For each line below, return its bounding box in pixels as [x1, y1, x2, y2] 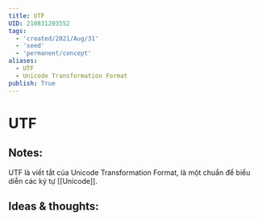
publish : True [8, 79, 56, 87]
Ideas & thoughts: [8, 199, 99, 213]
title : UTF [8, 11, 45, 20]
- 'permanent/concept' [15, 49, 92, 57]
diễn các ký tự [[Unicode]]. [8, 176, 98, 186]
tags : [8, 27, 27, 35]
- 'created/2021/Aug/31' [15, 34, 99, 43]
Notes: [8, 146, 43, 160]
